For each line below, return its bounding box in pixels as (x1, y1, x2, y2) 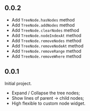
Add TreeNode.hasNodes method (11, 17, 75, 22)
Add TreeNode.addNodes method (11, 22, 75, 28)
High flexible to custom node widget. (11, 100, 86, 106)
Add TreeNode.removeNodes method (11, 38, 81, 44)
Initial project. (4, 80, 32, 86)
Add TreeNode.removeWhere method (11, 53, 81, 59)
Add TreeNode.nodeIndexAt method (11, 32, 81, 38)
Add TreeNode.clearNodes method (11, 27, 79, 33)
